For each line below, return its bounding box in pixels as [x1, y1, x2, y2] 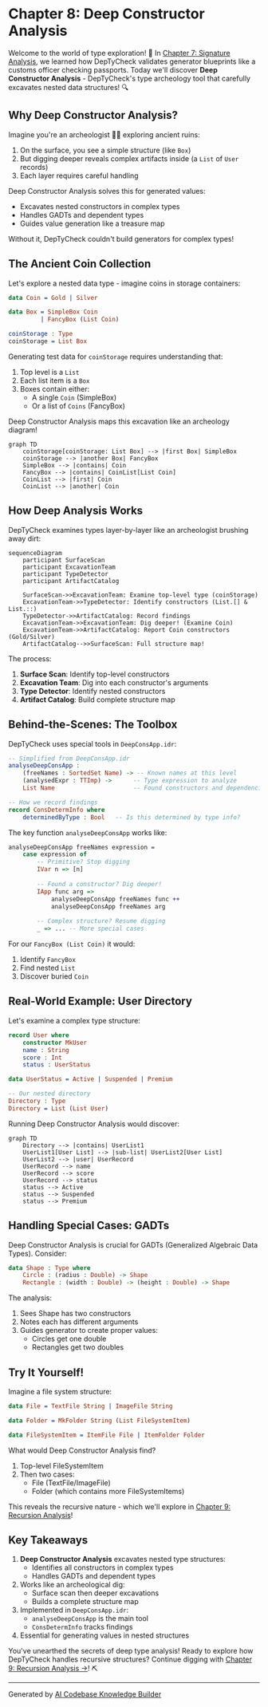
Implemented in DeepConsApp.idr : [19, 1605, 129, 1615]
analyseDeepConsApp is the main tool [31, 1614, 149, 1623]
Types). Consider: [8, 1248, 67, 1258]
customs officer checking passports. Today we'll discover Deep [8, 65, 218, 74]
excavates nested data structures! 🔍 [8, 82, 129, 92]
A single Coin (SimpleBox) [31, 392, 117, 402]
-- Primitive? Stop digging [37, 858, 130, 866]
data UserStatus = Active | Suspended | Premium [8, 1075, 173, 1083]
